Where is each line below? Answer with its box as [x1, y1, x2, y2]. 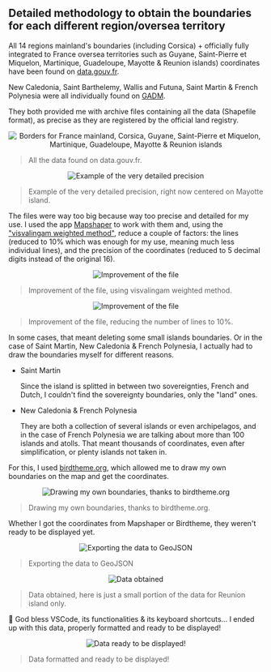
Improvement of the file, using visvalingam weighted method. [28, 285, 232, 295]
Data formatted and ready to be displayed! [28, 654, 170, 664]
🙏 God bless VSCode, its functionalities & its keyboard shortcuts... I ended [8, 614, 255, 623]
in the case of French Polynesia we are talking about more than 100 [19, 430, 245, 439]
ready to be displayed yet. [8, 527, 95, 537]
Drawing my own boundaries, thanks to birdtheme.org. [28, 503, 210, 512]
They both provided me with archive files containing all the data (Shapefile [8, 106, 256, 116]
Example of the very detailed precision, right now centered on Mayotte [28, 186, 264, 196]
